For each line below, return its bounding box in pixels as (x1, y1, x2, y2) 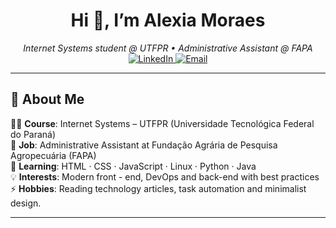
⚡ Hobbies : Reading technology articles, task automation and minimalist (10, 182, 307, 194)
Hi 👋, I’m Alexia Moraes (70, 9, 266, 32)
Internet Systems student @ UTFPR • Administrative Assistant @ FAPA (23, 42, 313, 54)
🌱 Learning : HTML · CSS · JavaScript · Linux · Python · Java (10, 160, 257, 172)
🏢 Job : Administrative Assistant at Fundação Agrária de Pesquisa (10, 139, 278, 151)
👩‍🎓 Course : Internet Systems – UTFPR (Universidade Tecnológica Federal (10, 117, 315, 129)
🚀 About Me (10, 91, 85, 108)
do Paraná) (10, 128, 57, 140)
